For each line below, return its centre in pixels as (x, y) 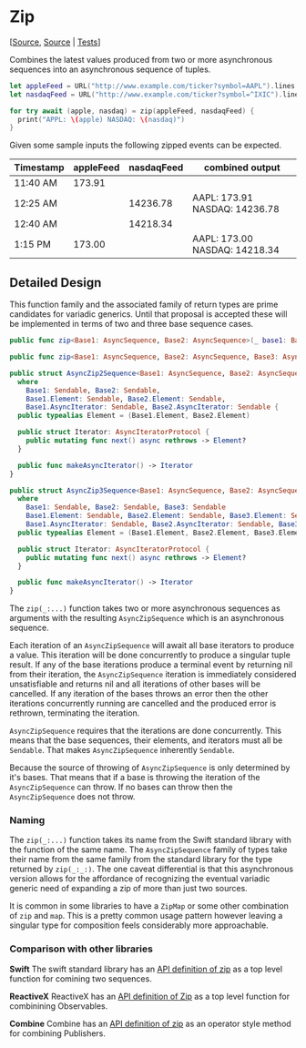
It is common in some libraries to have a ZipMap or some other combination (149, 906)
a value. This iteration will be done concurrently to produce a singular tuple (150, 655)
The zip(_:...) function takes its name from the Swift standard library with (150, 840)
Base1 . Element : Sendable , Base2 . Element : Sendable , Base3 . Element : (156, 516)
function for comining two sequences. (81, 978)
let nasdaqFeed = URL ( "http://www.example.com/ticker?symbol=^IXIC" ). (146, 94)
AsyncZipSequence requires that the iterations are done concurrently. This (146, 731)
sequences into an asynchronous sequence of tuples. (110, 69)
